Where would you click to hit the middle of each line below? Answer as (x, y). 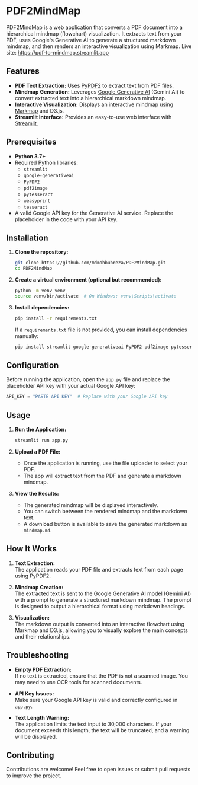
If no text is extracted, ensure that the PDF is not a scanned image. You (101, 676)
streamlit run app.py (41, 441)
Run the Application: (40, 430)
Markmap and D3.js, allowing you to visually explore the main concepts (101, 630)
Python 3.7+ (30, 156)
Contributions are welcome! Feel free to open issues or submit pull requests (98, 770)
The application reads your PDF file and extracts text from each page (99, 569)
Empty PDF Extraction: (43, 669)
